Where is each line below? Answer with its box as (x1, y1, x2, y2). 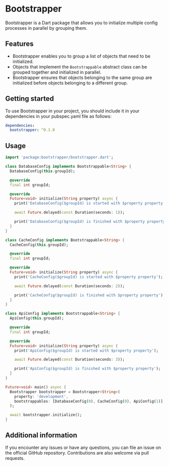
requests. (5, 455, 25, 461)
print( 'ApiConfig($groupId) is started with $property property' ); (14, 348, 158, 353)
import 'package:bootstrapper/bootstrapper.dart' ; (5, 155, 114, 160)
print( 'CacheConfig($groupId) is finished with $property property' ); (14, 293, 165, 298)
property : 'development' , (14, 394, 69, 399)
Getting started (5, 94, 54, 103)
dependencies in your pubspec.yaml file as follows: (5, 113, 112, 119)
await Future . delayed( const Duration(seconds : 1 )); (14, 210, 125, 215)
